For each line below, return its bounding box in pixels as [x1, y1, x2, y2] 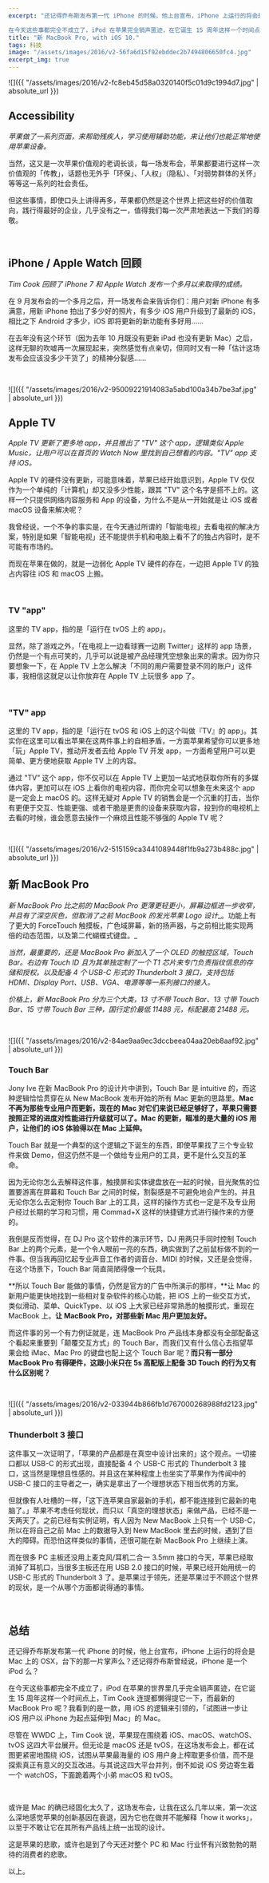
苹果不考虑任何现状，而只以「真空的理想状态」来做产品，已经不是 [32, 1506, 250, 1516]
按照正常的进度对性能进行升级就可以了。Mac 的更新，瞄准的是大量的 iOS [8, 1113, 248, 1123]
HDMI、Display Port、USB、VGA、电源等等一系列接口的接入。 [8, 977, 215, 987]
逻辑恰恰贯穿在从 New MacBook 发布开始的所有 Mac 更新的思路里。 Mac [14, 1093, 254, 1103]
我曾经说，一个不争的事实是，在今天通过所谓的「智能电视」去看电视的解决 [8, 522, 253, 532]
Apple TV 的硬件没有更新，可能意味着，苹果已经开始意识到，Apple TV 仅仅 [8, 475, 255, 485]
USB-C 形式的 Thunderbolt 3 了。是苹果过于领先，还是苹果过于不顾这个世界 [8, 1572, 259, 1582]
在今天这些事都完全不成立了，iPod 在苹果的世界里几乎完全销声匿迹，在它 [8, 1683, 249, 1693]
